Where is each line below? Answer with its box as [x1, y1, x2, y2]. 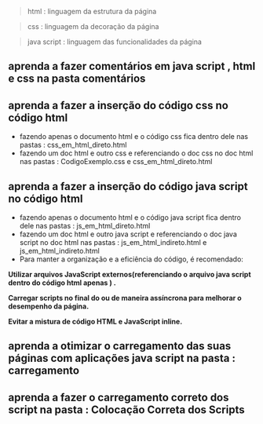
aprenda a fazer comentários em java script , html [8, 60, 256, 73]
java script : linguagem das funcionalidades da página [27, 37, 203, 46]
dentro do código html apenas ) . [8, 278, 116, 287]
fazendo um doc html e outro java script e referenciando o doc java [19, 229, 238, 239]
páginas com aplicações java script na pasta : [8, 352, 236, 365]
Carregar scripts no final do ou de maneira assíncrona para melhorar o [8, 294, 242, 303]
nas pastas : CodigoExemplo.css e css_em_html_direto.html [19, 157, 213, 166]
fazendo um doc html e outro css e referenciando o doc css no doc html [19, 148, 254, 158]
